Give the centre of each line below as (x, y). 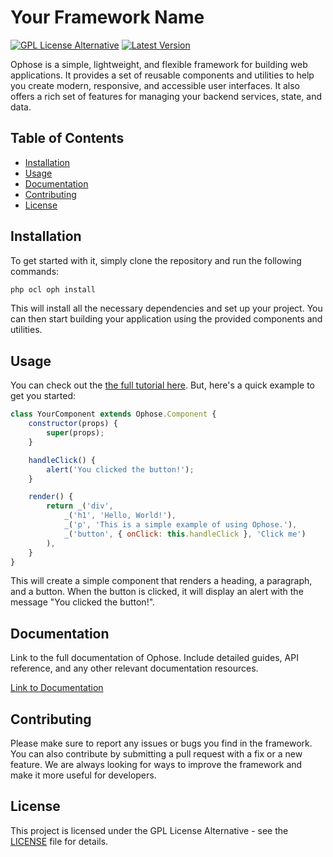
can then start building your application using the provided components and (166, 319)
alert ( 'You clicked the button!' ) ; (120, 469)
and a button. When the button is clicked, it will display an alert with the (157, 592)
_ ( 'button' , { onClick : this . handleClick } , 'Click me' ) (185, 534)
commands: (35, 271)
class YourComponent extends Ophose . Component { (113, 414)
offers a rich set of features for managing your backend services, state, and (166, 96)
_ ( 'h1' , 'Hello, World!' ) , (120, 516)
